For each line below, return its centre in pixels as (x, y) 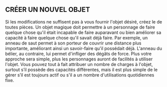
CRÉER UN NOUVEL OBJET (48, 10)
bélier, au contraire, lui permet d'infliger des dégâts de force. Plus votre (79, 53)
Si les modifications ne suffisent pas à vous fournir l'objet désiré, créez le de (84, 21)
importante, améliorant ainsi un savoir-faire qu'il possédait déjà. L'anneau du (83, 48)
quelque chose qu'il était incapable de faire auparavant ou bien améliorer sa (83, 32)
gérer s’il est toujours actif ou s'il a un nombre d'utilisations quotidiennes (80, 75)
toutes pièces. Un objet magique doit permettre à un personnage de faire (80, 27)
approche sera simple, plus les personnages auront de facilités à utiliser (79, 59)
